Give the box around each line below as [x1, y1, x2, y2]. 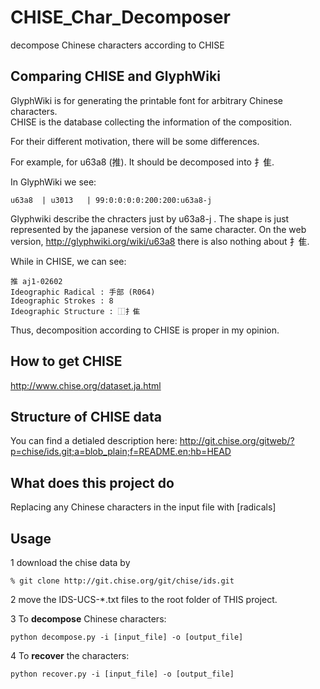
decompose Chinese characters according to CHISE [10, 39, 225, 51]
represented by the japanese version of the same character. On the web [10, 223, 307, 235]
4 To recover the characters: [10, 650, 130, 661]
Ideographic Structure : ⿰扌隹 [10, 306, 141, 316]
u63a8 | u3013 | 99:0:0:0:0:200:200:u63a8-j [10, 195, 213, 205]
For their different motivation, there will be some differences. [10, 135, 260, 147]
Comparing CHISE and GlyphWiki [10, 68, 221, 85]
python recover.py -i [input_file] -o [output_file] [10, 669, 235, 679]
